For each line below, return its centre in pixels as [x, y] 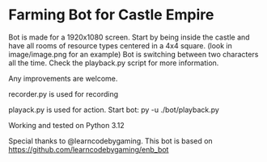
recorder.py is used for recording [64, 93]
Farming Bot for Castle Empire [111, 15]
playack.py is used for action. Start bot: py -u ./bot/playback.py [114, 110]
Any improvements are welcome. [63, 78]
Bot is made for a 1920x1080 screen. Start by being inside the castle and [129, 37]
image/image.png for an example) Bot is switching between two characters [133, 54]
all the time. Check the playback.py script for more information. [114, 63]
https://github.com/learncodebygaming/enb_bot [89, 149]
